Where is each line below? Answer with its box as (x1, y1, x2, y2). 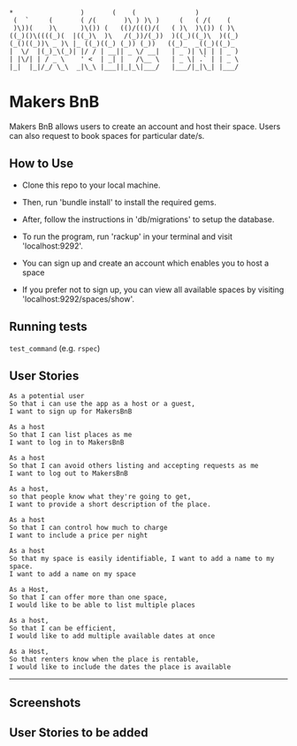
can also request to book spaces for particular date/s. (9, 130, 205, 141)
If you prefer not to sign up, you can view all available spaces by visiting (21, 284, 285, 295)
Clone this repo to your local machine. (21, 180, 161, 190)
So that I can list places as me (9, 430, 133, 440)
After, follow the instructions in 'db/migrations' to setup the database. (21, 213, 275, 225)
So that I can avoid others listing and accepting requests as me (9, 461, 259, 471)
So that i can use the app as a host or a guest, (9, 399, 196, 409)
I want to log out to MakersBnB (9, 469, 128, 478)
